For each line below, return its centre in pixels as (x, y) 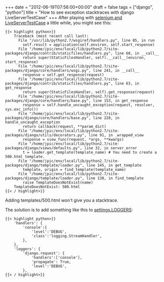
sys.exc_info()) (22, 109)
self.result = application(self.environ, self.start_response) (89, 45)
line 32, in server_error (111, 148)
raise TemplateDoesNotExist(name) (58, 183)
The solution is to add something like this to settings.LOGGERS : (69, 210)
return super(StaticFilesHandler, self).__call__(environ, (84, 58)
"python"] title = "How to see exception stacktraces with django (70, 12)
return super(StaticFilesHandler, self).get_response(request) (89, 92)
